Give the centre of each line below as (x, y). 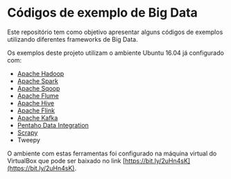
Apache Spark (38, 80)
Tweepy (28, 139)
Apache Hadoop (41, 74)
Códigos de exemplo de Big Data (102, 13)
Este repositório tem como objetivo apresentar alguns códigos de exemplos (115, 32)
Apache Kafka (37, 118)
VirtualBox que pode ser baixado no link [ (66, 160)
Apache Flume (38, 96)
